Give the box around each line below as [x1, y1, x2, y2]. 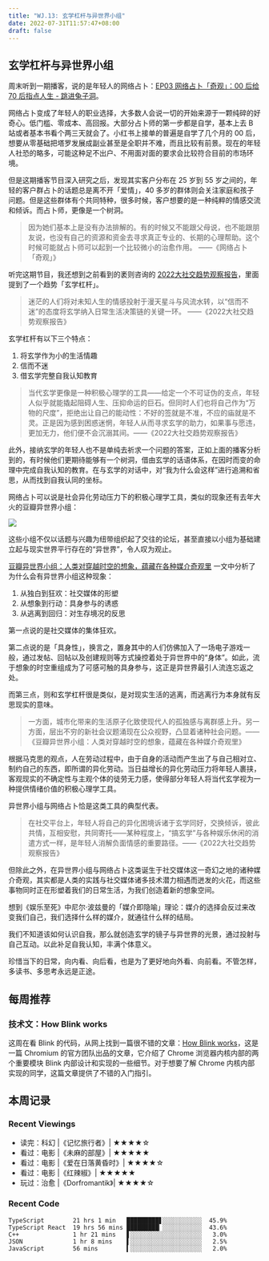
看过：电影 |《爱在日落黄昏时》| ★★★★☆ [19, 1158, 164, 1167]
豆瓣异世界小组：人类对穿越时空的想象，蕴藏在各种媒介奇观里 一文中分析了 [8, 562, 256, 571]
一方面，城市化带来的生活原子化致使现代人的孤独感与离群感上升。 [27, 717, 246, 727]
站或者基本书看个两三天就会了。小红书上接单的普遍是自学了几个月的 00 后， [8, 128, 260, 138]
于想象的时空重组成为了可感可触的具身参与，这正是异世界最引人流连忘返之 [8, 663, 254, 672]
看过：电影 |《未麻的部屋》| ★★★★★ [19, 1148, 151, 1158]
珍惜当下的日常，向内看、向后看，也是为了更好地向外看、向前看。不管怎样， [8, 956, 261, 967]
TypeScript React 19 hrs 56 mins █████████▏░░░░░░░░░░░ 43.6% [8, 1223, 227, 1231]
